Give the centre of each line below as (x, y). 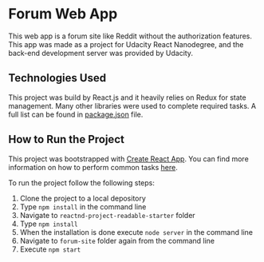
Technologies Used (57, 78)
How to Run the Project (67, 139)
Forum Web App (63, 14)
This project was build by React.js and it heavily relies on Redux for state (127, 97)
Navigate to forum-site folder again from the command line (117, 240)
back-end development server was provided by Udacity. (101, 53)
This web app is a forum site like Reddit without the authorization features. (130, 36)
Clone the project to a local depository (83, 198)
